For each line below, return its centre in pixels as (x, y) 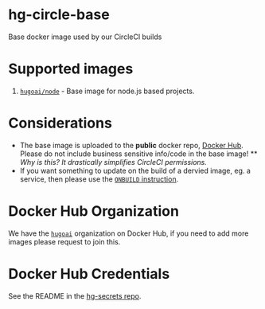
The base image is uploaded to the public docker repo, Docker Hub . (132, 145)
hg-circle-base (59, 15)
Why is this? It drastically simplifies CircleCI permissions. (113, 162)
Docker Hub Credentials (89, 274)
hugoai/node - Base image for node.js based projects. (107, 91)
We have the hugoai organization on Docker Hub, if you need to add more (129, 233)
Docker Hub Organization (94, 211)
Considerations (60, 123)
